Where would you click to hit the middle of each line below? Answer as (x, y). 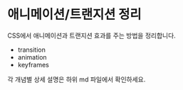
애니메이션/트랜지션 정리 (74, 15)
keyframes (33, 64)
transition (32, 50)
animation (32, 57)
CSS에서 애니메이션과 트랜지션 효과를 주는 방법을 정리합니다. (91, 35)
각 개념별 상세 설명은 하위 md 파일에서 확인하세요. (77, 79)
